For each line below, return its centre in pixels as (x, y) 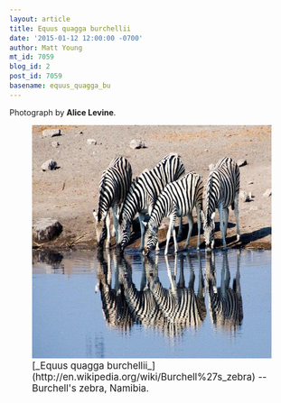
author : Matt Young (46, 48)
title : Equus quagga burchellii (70, 28)
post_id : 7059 (36, 77)
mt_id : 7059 (32, 57)
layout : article (40, 19)
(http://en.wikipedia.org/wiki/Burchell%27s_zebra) (144, 377)
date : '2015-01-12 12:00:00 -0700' (76, 38)
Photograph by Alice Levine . (63, 112)
